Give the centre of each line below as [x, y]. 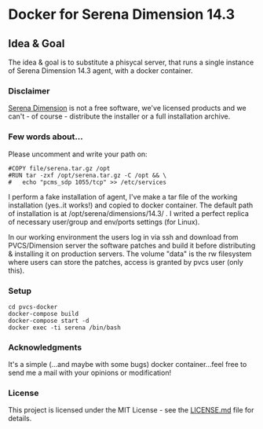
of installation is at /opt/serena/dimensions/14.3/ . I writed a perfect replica [129, 213]
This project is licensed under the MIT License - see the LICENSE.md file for [131, 410]
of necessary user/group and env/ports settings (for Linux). [104, 222]
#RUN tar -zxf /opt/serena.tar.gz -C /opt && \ [88, 175]
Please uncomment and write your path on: [78, 154]
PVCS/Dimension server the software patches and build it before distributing [132, 245]
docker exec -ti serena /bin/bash [65, 328]
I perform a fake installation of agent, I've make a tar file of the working [123, 196]
